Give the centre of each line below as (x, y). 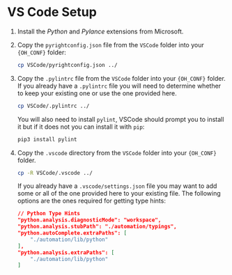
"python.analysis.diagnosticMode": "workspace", (89, 220)
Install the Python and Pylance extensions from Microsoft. (100, 31)
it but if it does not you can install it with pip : (81, 127)
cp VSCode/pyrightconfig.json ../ (67, 65)
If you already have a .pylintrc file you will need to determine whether (119, 86)
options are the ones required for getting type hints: (91, 201)
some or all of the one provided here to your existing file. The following (119, 194)
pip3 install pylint (47, 139)
